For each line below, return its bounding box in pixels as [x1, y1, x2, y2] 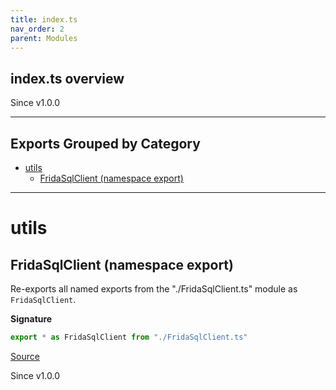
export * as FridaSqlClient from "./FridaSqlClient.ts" [10, 332, 248, 342]
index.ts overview [10, 70, 125, 87]
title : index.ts [10, 14, 78, 25]
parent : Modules [10, 33, 78, 43]
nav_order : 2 [10, 24, 65, 34]
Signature [10, 313, 53, 325]
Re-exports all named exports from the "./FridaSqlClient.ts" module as [10, 283, 298, 295]
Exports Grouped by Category [10, 135, 201, 152]
